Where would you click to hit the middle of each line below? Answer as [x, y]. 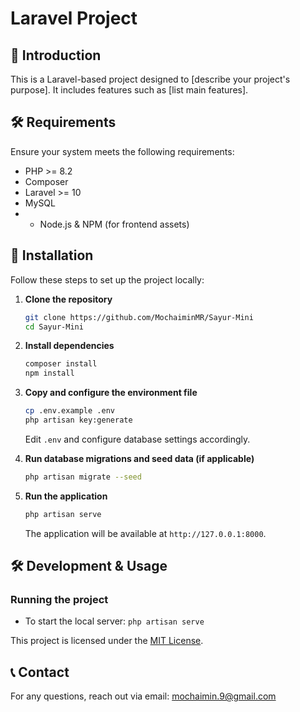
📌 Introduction [56, 55]
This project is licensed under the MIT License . [107, 641]
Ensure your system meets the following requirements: [122, 151]
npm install [49, 373]
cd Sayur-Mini [54, 327]
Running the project [59, 599]
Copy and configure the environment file [111, 393]
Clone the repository [68, 299]
